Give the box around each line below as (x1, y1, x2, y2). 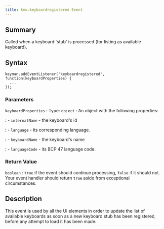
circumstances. (5, 180, 37, 186)
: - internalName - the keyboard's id (5, 117, 78, 123)
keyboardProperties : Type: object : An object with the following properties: (5, 107, 159, 113)
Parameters (5, 96, 34, 103)
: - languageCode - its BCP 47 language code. (5, 146, 96, 152)
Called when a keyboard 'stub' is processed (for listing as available (5, 39, 142, 45)
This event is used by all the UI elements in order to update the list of (5, 208, 145, 214)
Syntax (5, 58, 28, 67)
